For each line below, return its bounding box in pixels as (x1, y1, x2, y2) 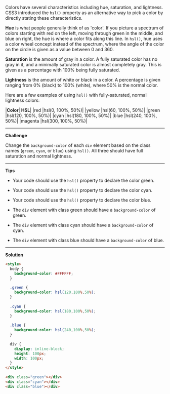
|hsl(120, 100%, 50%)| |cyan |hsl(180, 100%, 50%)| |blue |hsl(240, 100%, (5, 112, 157, 119)
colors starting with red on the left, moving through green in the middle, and (5, 30, 163, 36)
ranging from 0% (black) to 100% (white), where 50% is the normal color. (5, 82, 158, 88)
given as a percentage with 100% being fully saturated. (5, 67, 120, 73)
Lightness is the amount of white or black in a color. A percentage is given (5, 77, 161, 83)
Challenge (5, 133, 28, 138)
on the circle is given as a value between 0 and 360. (5, 47, 114, 52)
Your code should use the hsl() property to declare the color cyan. (12, 187, 153, 193)
